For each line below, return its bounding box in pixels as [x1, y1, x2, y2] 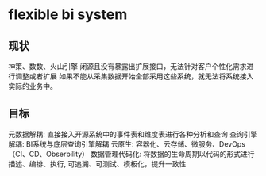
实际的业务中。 [8, 82, 57, 90]
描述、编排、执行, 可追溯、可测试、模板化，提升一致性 [8, 159, 187, 168]
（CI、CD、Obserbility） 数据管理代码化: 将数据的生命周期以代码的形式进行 [8, 149, 256, 159]
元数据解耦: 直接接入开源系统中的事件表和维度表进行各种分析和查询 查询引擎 [8, 129, 258, 139]
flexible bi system [8, 6, 128, 24]
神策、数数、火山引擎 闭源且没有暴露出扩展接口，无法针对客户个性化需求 [8, 62, 247, 71]
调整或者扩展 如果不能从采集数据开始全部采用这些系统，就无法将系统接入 [14, 71, 254, 81]
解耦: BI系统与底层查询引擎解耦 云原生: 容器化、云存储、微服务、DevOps [8, 139, 246, 148]
